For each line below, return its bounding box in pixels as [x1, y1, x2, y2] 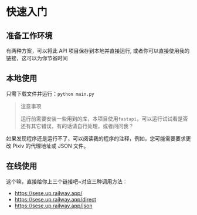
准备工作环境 [6, 31, 53, 41]
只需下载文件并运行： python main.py [6, 90, 95, 97]
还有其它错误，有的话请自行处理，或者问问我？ [20, 122, 134, 129]
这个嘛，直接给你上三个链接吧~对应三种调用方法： [6, 177, 128, 185]
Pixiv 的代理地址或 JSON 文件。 [12, 142, 89, 149]
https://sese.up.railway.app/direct [14, 196, 97, 203]
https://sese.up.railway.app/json [14, 202, 93, 209]
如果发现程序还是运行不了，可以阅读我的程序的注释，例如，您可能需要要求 [6, 135, 186, 142]
